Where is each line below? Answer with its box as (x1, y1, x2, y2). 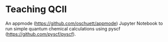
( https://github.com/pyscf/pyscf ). (5, 31, 76, 37)
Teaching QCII (5, 4, 67, 15)
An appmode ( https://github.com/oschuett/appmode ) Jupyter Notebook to (5, 20, 163, 26)
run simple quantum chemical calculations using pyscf (5, 25, 121, 31)
